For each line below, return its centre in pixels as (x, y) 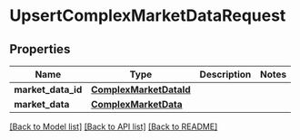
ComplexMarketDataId (140, 89)
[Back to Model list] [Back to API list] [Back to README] (114, 126)
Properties (40, 49)
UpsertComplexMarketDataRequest (148, 16)
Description (225, 75)
